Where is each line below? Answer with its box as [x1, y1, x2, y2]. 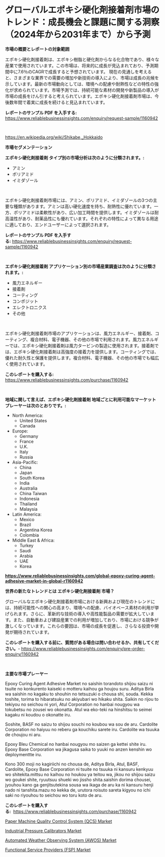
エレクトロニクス [12, 304, 47, 310]
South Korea [19, 475, 45, 480]
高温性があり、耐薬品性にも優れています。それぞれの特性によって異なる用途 [5, 215, 159, 221]
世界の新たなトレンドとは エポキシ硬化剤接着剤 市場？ [5, 588, 115, 594]
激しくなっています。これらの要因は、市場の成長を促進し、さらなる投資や [5, 623, 155, 629]
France [19, 438, 34, 444]
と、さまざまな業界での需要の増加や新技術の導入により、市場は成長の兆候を [5, 74, 159, 81]
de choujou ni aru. [5, 732, 42, 738]
